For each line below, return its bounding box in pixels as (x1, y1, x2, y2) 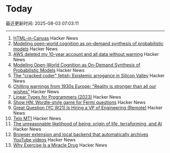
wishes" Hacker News (13, 89, 60, 95)
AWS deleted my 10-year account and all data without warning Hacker (13, 51, 159, 57)
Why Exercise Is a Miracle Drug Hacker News (13, 142, 107, 148)
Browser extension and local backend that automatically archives (13, 131, 148, 137)
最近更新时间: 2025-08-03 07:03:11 (6, 20, 79, 26)
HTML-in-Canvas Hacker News (13, 35, 79, 41)
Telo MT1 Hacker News (13, 115, 62, 121)
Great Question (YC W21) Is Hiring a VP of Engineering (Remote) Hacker (13, 104, 163, 111)
